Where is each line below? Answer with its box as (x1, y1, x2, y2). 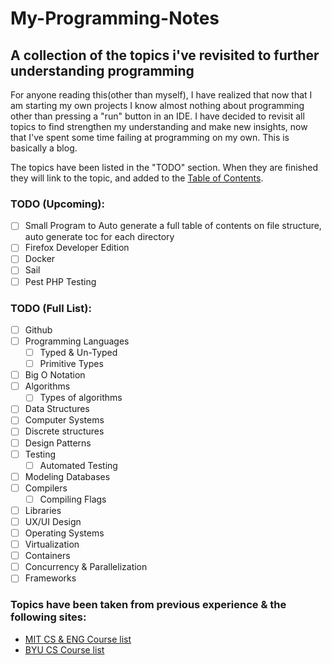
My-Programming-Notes (10, 7, 220, 30)
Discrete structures (24, 425, 105, 437)
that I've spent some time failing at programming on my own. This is (10, 132, 290, 143)
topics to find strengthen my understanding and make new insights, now (10, 121, 308, 132)
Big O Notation (24, 369, 86, 381)
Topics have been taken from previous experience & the (10, 598, 287, 612)
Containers (24, 550, 71, 562)
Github (24, 323, 53, 336)
